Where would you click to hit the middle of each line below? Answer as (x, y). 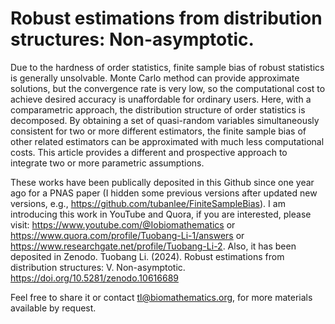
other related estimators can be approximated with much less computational (167, 141)
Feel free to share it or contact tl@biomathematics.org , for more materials (161, 297)
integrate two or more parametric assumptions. (107, 163)
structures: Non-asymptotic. (132, 39)
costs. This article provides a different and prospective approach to (149, 152)
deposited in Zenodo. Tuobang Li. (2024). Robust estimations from (147, 256)
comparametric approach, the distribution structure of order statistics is (158, 109)
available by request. (53, 308)
